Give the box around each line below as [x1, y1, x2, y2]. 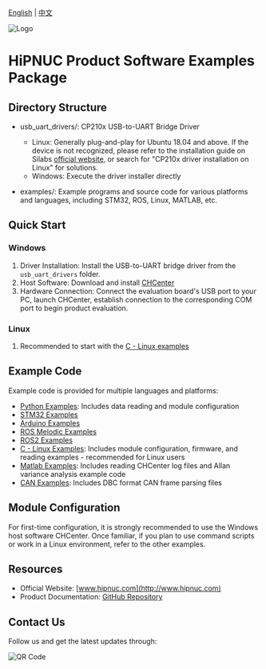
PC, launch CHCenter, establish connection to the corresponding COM [19, 294, 252, 304]
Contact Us [8, 615, 66, 629]
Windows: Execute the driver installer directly [31, 171, 181, 181]
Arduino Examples [19, 418, 81, 427]
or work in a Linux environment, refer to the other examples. [8, 539, 206, 549]
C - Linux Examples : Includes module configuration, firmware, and [19, 443, 238, 453]
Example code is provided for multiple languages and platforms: [8, 386, 219, 395]
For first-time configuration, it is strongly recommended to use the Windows [8, 522, 258, 531]
